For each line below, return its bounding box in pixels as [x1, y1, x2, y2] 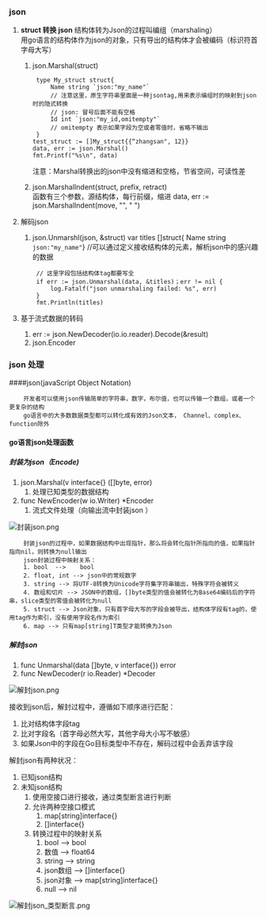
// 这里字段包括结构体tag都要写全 [36, 270, 135, 277]
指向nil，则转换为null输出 [9, 548, 88, 557]
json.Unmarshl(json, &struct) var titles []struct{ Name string [32, 233, 226, 243]
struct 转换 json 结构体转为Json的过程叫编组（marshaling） [20, 25, 217, 35]
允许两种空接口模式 [32, 802, 96, 812]
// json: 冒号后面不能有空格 [50, 109, 135, 117]
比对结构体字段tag [20, 719, 80, 729]
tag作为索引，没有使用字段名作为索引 [14, 614, 120, 622]
